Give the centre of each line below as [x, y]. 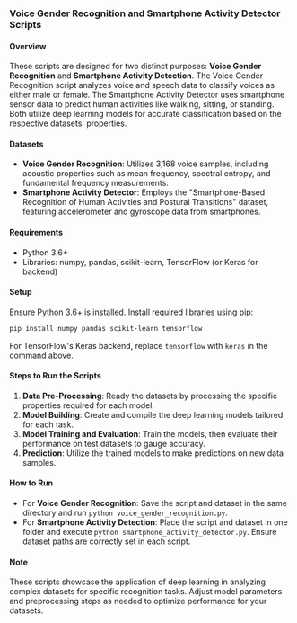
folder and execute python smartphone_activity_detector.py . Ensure [149, 532]
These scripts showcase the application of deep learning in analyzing [138, 582]
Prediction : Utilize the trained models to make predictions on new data [153, 453]
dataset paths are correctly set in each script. [106, 541]
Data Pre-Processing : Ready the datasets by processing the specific [150, 396]
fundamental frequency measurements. [95, 183]
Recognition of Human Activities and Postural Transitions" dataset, [145, 202]
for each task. [48, 424]
